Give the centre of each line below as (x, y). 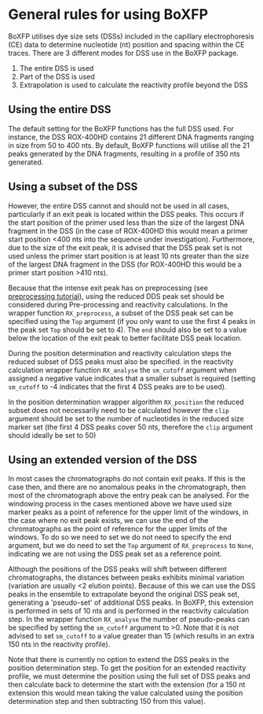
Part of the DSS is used (57, 76)
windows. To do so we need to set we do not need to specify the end (120, 537)
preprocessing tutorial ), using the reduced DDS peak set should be (116, 296)
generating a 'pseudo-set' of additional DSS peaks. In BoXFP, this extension (131, 602)
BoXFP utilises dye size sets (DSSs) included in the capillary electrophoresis (131, 36)
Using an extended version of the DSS (103, 460)
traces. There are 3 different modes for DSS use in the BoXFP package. (124, 53)
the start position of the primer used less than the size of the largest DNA (126, 223)
